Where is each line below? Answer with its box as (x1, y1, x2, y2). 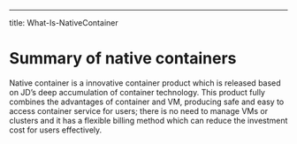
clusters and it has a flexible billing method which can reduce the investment (9, 115, 288, 125)
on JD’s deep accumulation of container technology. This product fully (9, 87, 265, 97)
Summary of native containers (9, 49, 237, 69)
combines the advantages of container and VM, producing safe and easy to (9, 96, 285, 107)
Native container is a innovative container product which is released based (9, 77, 281, 88)
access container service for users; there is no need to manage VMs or (9, 105, 268, 116)
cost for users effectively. (9, 125, 103, 135)
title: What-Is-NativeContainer (9, 18, 118, 27)
